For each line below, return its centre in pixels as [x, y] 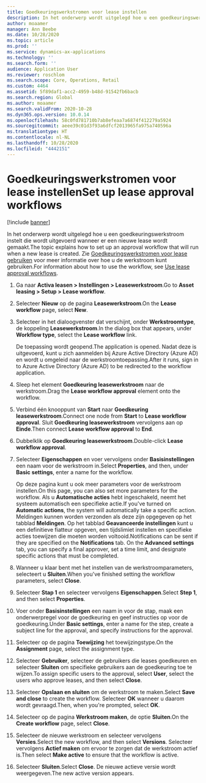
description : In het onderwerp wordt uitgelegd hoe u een [82, 18]
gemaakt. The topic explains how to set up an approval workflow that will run [103, 247]
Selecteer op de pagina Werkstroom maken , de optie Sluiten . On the [102, 717]
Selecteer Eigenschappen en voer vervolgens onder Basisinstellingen [105, 459]
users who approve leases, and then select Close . [79, 680]
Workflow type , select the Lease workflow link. [76, 335]
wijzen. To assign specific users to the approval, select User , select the [105, 673]
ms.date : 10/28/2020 [33, 35]
